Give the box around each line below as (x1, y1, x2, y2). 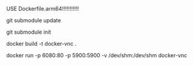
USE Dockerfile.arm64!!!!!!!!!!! (6, 5, 80, 12)
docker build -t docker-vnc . (6, 40, 77, 47)
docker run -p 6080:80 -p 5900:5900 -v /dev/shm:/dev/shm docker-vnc (6, 52, 188, 59)
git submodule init (6, 28, 52, 36)
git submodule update (6, 17, 61, 23)
